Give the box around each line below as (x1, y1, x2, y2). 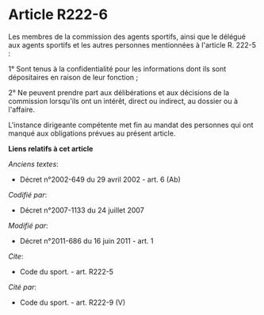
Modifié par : (8, 221, 49, 230)
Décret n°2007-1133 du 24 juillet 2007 (19, 205, 144, 215)
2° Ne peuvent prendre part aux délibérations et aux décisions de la (8, 87, 230, 97)
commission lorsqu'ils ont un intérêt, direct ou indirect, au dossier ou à (8, 96, 239, 106)
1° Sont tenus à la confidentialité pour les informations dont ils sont (8, 63, 227, 73)
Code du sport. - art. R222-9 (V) (19, 298, 126, 307)
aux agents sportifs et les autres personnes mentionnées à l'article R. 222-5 (8, 40, 256, 49)
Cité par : (8, 282, 37, 291)
